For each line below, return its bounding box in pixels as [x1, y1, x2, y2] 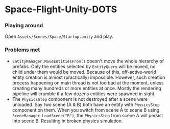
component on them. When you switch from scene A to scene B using [12, 106, 160, 113]
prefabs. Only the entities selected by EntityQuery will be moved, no [12, 63, 156, 70]
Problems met [5, 46, 40, 53]
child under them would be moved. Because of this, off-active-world [12, 69, 156, 75]
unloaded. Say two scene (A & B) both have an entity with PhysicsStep [12, 101, 160, 107]
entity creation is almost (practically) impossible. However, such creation [12, 74, 165, 80]
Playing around [5, 22, 43, 29]
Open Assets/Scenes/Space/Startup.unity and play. [5, 33, 113, 39]
